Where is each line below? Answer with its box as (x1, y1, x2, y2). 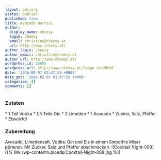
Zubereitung (5, 128, 35, 135)
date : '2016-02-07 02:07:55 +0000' (5, 70, 77, 75)
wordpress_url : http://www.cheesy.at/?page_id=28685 (5, 66, 114, 71)
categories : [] (5, 79, 36, 84)
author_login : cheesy (5, 48, 49, 52)
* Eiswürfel (5, 116, 27, 122)
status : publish (5, 12, 38, 16)
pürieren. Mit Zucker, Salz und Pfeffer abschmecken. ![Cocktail (5, 144, 131, 150)
